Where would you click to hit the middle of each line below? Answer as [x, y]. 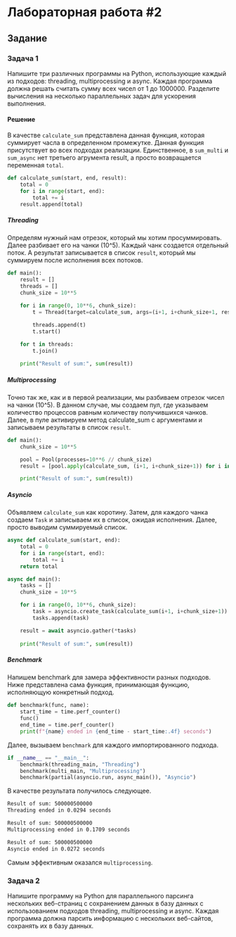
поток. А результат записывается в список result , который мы [101, 253]
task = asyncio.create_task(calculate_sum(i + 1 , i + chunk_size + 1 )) [130, 612]
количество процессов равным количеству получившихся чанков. [108, 412]
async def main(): [34, 579]
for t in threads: [47, 345]
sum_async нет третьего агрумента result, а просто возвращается [104, 158]
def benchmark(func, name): [48, 705]
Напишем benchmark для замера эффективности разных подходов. [109, 677]
